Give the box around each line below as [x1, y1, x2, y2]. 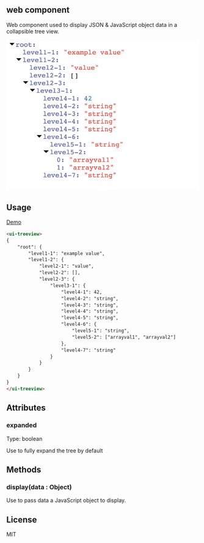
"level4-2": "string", [60, 295, 119, 301]
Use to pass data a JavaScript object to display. [6, 497, 126, 504]
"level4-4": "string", [60, 308, 119, 314]
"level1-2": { [28, 257, 64, 263]
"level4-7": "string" [60, 347, 116, 353]
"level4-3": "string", [60, 302, 119, 308]
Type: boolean [6, 435, 43, 442]
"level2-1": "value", [38, 263, 95, 270]
